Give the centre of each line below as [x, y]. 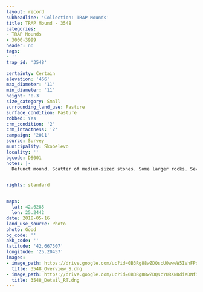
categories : [21, 29]
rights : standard [28, 185]
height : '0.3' [24, 96]
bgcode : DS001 [24, 158]
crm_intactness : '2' [32, 130]
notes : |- [19, 163]
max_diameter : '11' [31, 85]
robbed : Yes [21, 118]
